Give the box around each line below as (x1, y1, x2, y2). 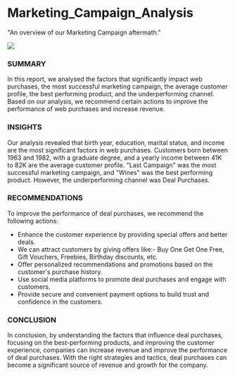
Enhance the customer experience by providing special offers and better (17, 230, 228, 238)
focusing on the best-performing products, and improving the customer (7, 339, 215, 347)
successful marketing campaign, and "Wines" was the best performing (7, 168, 213, 176)
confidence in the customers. (17, 297, 103, 306)
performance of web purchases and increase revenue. (7, 105, 165, 113)
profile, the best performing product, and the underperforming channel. (7, 90, 215, 98)
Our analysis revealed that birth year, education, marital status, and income (7, 138, 225, 147)
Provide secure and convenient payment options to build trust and (17, 290, 210, 298)
